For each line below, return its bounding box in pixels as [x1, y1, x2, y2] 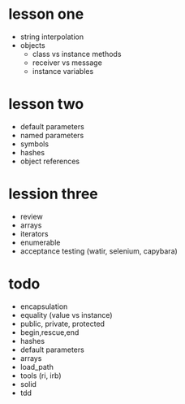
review [19, 211, 43, 221]
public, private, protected [19, 319, 105, 328]
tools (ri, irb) [19, 371, 62, 380]
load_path [19, 362, 54, 371]
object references [19, 156, 80, 166]
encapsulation [19, 302, 68, 311]
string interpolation [19, 32, 84, 41]
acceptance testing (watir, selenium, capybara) [19, 245, 179, 256]
